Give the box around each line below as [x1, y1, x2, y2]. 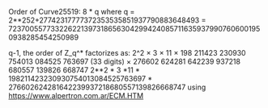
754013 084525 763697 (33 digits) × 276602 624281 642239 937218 [8, 56, 241, 66]
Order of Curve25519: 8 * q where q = [8, 7, 135, 16]
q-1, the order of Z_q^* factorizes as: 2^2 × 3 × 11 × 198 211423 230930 [8, 48, 246, 57]
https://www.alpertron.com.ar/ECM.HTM [8, 91, 144, 100]
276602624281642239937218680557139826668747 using [8, 82, 206, 92]
